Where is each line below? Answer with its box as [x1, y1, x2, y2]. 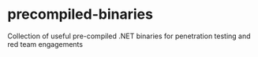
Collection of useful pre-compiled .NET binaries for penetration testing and [7, 31, 251, 41]
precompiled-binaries [7, 5, 153, 23]
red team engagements [7, 39, 84, 48]
